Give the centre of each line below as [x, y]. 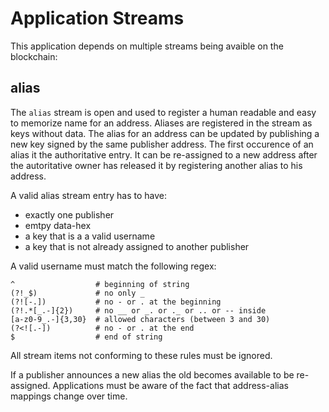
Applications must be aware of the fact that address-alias [170, 385]
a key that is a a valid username [90, 236]
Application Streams [97, 18]
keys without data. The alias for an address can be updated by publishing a [165, 133]
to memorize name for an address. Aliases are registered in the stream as [161, 123]
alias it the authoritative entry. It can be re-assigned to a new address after [164, 154]
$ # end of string [86, 337]
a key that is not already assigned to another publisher [137, 246]
